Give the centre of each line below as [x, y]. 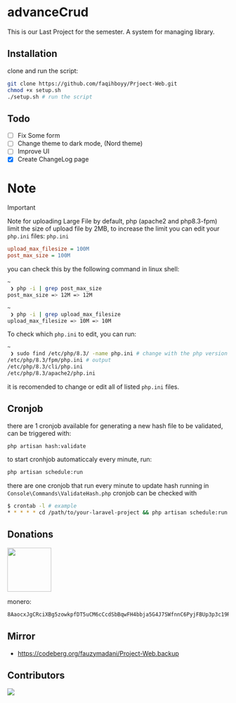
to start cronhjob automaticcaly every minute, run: [80, 459]
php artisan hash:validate [47, 446]
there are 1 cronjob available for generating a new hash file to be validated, [115, 425]
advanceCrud [48, 12]
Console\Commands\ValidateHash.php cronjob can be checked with [102, 494]
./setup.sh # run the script [50, 97]
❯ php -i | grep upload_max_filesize [65, 314]
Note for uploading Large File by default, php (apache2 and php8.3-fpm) [112, 221]
